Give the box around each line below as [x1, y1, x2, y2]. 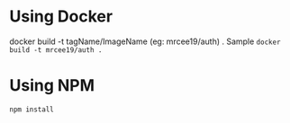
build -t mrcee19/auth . [9, 45, 103, 55]
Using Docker [9, 6, 113, 27]
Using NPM [9, 75, 95, 96]
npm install [9, 105, 54, 114]
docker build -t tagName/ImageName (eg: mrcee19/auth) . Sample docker [9, 36, 281, 47]
